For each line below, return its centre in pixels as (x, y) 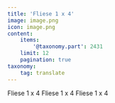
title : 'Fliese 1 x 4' (41, 14)
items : (30, 40)
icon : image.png (31, 27)
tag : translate (43, 73)
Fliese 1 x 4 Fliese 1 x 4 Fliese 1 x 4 (58, 93)
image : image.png (33, 20)
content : (20, 34)
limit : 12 (35, 54)
